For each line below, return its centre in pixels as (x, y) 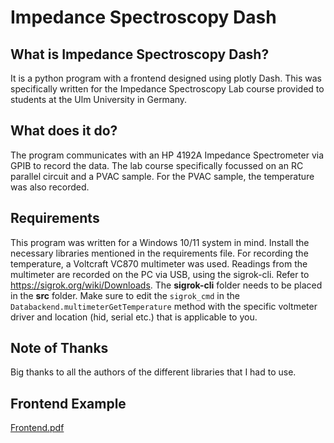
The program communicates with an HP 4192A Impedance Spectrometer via (167, 155)
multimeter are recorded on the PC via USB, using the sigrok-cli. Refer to (160, 274)
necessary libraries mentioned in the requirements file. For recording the (159, 253)
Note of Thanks (59, 348)
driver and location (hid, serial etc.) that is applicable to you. (134, 317)
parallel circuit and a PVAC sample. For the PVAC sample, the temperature (162, 176)
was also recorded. (50, 187)
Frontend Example (68, 403)
